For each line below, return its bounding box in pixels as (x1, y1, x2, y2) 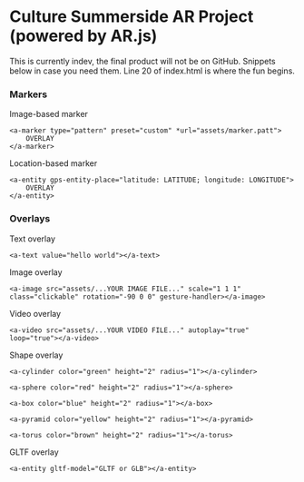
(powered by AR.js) (9, 25, 158, 46)
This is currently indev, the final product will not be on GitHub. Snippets (9, 55, 276, 66)
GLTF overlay (9, 447, 59, 457)
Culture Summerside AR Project (9, 6, 254, 27)
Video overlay (9, 308, 62, 319)
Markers (9, 88, 48, 101)
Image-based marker (9, 109, 89, 120)
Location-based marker (9, 158, 98, 169)
